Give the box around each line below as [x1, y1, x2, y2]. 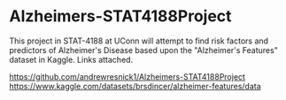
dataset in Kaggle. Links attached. [9, 54, 134, 65]
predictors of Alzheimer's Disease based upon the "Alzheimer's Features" [9, 44, 279, 55]
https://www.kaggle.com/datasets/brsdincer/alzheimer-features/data [9, 81, 261, 91]
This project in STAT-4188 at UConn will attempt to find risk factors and [9, 35, 268, 46]
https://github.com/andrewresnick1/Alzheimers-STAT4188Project [9, 71, 246, 81]
